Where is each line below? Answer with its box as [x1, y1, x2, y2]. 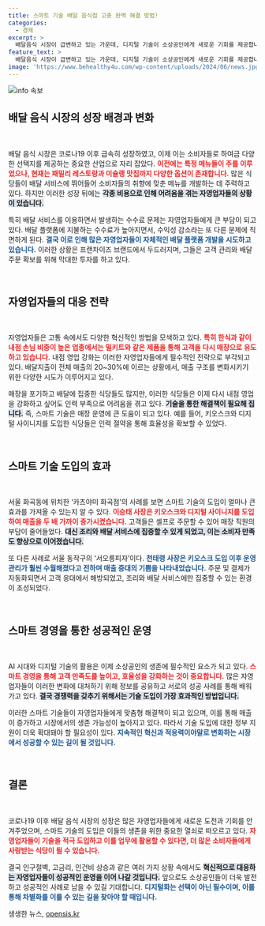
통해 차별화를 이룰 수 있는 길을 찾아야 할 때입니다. [8, 892, 158, 902]
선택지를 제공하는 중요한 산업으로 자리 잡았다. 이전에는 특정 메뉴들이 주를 [16, 159, 239, 168]
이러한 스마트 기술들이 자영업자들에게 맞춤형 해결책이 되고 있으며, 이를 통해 [8, 708, 238, 717]
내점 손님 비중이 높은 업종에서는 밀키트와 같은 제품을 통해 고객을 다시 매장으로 [8, 343, 243, 352]
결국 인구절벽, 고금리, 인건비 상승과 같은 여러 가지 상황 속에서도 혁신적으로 [8, 862, 235, 871]
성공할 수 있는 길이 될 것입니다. [22, 738, 116, 747]
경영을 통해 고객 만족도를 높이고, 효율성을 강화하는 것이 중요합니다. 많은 [22, 672, 239, 680]
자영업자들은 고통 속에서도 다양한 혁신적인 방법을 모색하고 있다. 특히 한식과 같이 [8, 333, 252, 342]
